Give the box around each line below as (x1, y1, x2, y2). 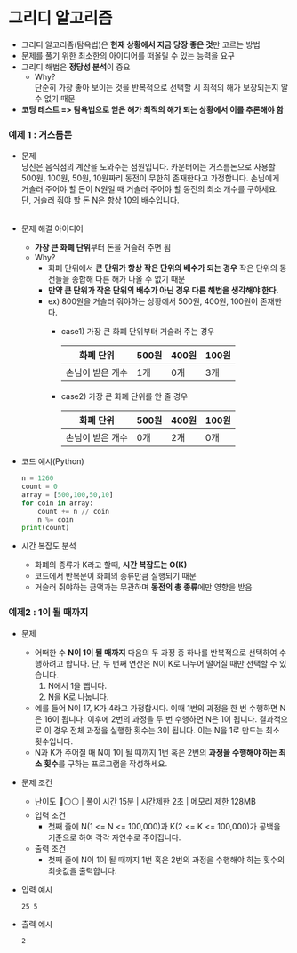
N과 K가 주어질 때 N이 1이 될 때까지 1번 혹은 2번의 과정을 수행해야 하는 (34, 747, 277, 757)
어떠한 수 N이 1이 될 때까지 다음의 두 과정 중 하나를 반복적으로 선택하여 (34, 646, 277, 658)
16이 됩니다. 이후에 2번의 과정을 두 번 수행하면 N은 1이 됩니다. (44, 713, 258, 725)
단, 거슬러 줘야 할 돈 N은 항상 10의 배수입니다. (20, 195, 180, 205)
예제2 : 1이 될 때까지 (8, 606, 89, 619)
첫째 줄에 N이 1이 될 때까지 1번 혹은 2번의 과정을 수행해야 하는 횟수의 (47, 854, 285, 865)
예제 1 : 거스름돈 (8, 128, 73, 140)
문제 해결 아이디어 (20, 223, 84, 234)
